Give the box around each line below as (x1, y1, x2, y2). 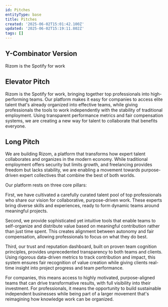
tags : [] (5, 31, 24, 36)
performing (5, 96, 29, 102)
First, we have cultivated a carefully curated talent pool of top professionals (5, 192, 162, 198)
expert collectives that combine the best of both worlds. (19, 172, 136, 178)
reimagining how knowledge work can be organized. (5, 296, 114, 302)
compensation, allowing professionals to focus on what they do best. (5, 234, 148, 240)
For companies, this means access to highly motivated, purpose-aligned (5, 275, 155, 281)
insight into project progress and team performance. (15, 265, 124, 271)
